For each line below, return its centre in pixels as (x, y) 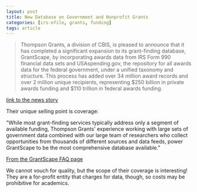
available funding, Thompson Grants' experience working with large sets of (97, 129)
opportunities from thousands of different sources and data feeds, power (95, 141)
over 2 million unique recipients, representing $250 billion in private (102, 82)
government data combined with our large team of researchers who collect (97, 135)
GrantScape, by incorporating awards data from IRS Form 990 (96, 57)
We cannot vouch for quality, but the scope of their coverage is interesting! (97, 171)
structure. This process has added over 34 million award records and (104, 76)
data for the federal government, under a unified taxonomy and (97, 70)
